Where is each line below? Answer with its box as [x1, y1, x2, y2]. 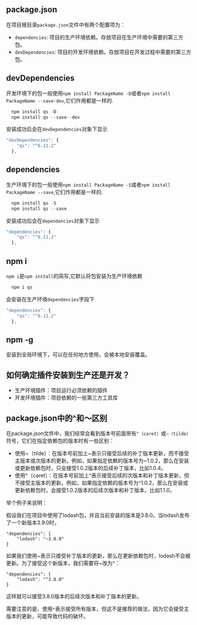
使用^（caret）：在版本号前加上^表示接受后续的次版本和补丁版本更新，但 [14, 472, 189, 479]
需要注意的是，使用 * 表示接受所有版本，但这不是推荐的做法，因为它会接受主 [6, 605, 189, 612]
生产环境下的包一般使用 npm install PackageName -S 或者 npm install [6, 181, 171, 188]
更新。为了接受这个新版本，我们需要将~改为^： [6, 560, 121, 567]
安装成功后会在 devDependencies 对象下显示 [6, 126, 108, 133]
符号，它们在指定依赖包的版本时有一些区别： [6, 437, 115, 444]
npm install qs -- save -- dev [11, 114, 81, 120]
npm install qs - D [11, 108, 57, 114]
